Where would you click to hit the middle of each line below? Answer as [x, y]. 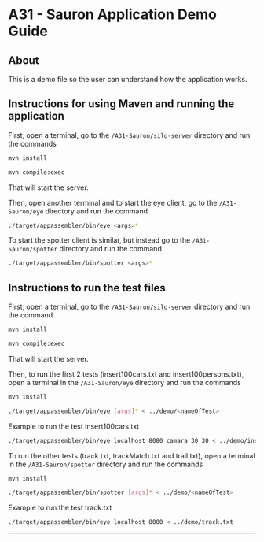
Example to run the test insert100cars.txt [74, 426]
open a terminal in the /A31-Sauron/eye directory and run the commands [125, 382]
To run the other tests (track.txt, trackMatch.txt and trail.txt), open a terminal [132, 455]
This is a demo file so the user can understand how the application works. [128, 79]
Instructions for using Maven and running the [121, 104]
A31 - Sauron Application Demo [113, 15]
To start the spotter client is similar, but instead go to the [99, 240]
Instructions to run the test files [87, 288]
